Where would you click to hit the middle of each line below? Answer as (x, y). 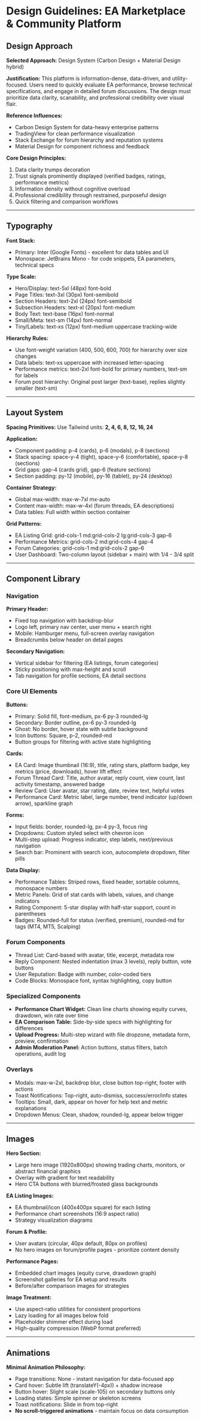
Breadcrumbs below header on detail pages (69, 640)
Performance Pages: (32, 1261)
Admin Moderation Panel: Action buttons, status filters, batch (91, 1048)
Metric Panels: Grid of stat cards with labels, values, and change (94, 894)
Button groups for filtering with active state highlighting (83, 742)
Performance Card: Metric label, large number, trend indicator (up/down (103, 796)
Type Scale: (21, 276)
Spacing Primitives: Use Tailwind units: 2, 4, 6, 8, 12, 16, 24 (80, 427)
